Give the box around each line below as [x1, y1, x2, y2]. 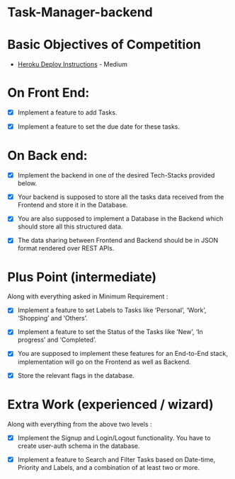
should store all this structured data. [17, 222, 123, 231]
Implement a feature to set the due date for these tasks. [17, 122, 180, 131]
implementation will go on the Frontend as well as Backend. [17, 357, 191, 366]
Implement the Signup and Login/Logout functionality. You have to [17, 433, 211, 442]
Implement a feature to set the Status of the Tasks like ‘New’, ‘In [17, 328, 203, 336]
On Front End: [7, 85, 90, 101]
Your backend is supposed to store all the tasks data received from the [17, 192, 224, 202]
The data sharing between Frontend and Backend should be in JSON [17, 236, 219, 245]
